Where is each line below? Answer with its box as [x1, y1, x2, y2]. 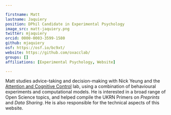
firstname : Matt [5, 12, 40, 17]
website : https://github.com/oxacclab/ [5, 50, 91, 55]
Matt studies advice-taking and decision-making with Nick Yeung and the [5, 78, 160, 84]
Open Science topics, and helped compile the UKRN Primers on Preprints [5, 94, 160, 100]
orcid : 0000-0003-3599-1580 [5, 36, 66, 41]
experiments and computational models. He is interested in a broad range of [5, 89, 166, 95]
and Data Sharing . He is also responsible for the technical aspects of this [5, 100, 160, 106]
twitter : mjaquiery [5, 31, 47, 36]
